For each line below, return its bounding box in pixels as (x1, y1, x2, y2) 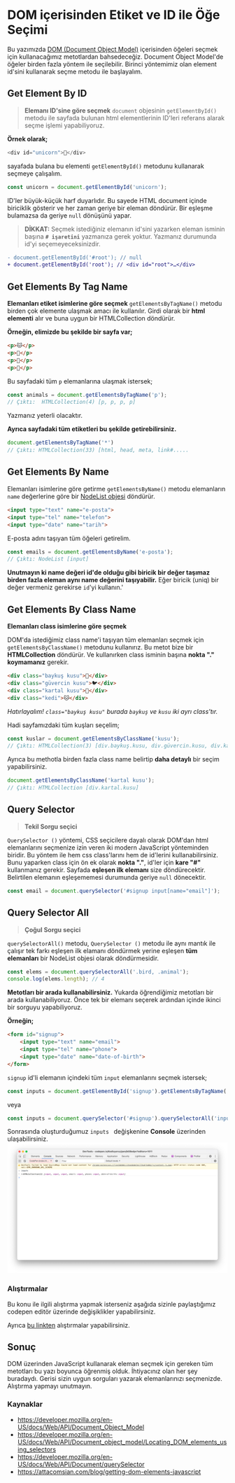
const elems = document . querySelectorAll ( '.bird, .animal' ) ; (7, 968, 190, 976)
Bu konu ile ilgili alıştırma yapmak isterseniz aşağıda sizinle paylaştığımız (7, 1300, 216, 1308)
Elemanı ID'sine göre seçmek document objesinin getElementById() (24, 106, 217, 115)
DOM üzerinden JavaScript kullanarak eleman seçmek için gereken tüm (7, 1360, 213, 1368)
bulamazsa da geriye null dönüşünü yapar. (7, 211, 131, 220)
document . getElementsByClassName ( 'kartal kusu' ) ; (7, 777, 155, 784)
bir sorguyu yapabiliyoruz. (7, 1003, 83, 1011)
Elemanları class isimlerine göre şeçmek (7, 622, 127, 631)
